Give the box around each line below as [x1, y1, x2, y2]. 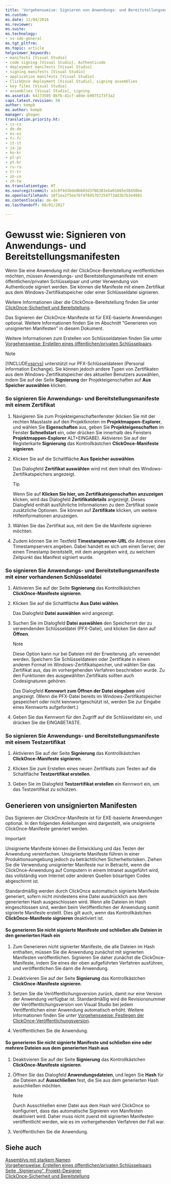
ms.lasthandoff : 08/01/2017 [5, 203, 65, 208]
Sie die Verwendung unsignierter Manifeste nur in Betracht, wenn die [5, 862, 150, 868]
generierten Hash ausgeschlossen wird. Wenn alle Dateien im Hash [5, 899, 146, 905]
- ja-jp [5, 145, 22, 151]
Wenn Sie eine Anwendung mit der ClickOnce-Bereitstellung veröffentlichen [5, 267, 164, 274]
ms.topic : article [5, 46, 44, 51]
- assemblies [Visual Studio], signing [5, 88, 90, 94]
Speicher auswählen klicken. [5, 382, 67, 389]
